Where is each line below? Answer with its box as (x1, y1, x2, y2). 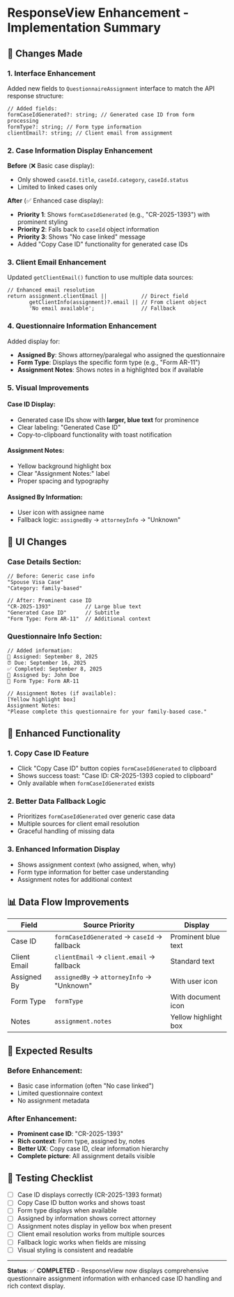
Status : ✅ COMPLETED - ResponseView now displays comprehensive (7, 1266, 209, 1275)
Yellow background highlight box (17, 462, 111, 470)
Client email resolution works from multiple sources (17, 1230, 165, 1238)
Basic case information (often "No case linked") (17, 1081, 155, 1090)
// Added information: (7, 647, 73, 654)
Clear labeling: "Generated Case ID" (17, 423, 121, 431)
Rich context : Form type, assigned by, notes (17, 1137, 146, 1146)
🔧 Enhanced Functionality (7, 727, 120, 739)
